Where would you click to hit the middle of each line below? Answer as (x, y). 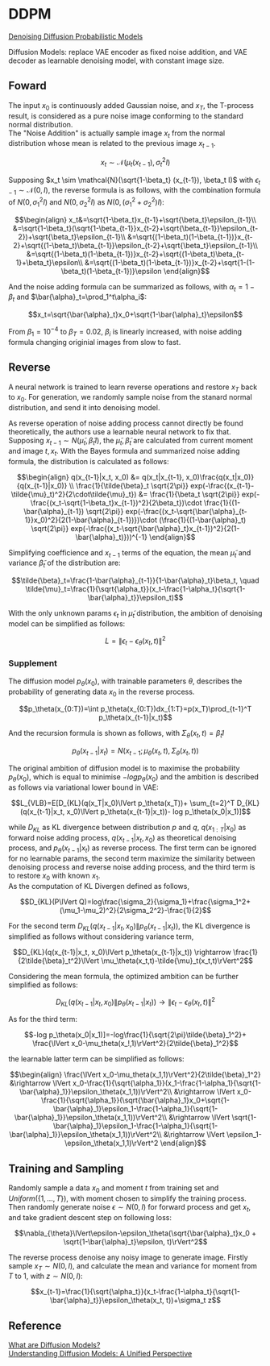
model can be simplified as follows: (67, 624)
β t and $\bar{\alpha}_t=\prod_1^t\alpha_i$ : (78, 298)
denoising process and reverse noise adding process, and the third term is (132, 867)
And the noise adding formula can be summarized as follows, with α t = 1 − (132, 287)
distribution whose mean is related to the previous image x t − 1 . (112, 144)
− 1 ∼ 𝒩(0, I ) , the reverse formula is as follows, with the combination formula (135, 191)
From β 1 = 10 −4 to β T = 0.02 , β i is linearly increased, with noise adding (125, 332)
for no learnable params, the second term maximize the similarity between (132, 858)
